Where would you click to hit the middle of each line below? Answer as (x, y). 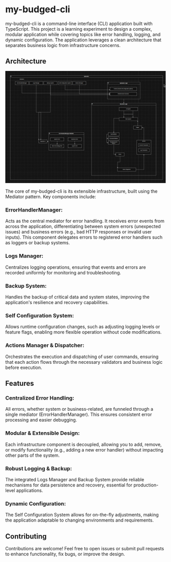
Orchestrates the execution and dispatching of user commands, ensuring (82, 357)
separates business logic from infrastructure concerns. (63, 45)
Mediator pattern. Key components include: (51, 197)
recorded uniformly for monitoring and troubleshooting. (63, 272)
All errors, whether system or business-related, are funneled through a (79, 409)
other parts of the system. (33, 455)
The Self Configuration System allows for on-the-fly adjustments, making (82, 515)
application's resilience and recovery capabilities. (57, 302)
